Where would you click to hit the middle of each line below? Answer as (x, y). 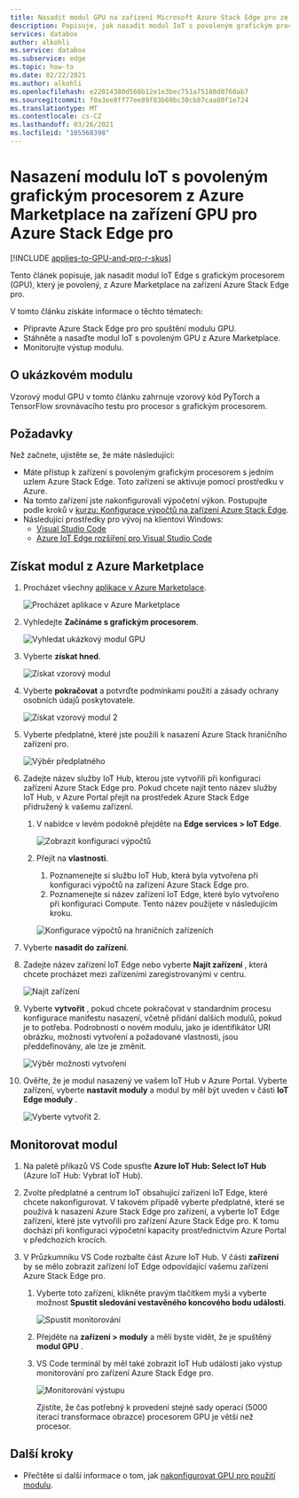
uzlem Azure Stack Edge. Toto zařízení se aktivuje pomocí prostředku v (153, 482)
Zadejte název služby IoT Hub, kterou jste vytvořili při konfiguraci (142, 778)
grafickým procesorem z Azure (127, 196)
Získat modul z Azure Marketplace (107, 566)
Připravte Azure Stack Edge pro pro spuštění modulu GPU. (130, 328)
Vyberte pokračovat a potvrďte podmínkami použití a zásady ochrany (151, 691)
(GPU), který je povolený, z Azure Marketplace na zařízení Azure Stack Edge (149, 284)
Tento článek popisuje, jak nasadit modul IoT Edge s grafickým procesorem (147, 275)
